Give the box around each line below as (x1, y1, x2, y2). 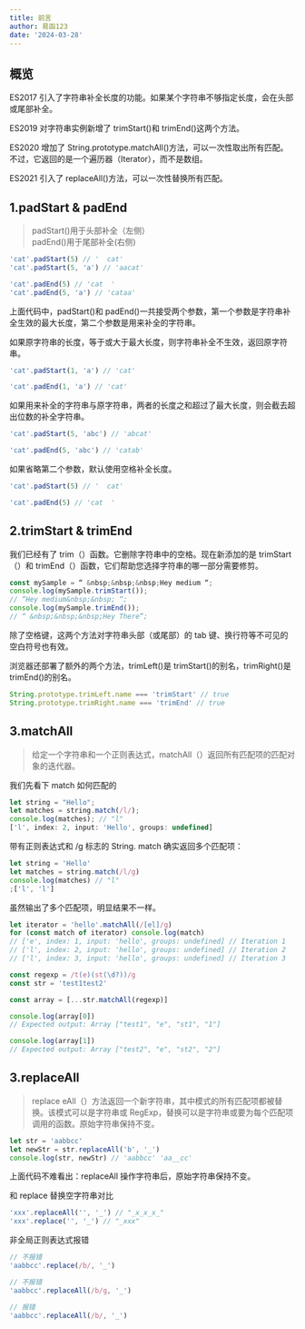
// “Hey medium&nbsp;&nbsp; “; (9, 595, 128, 604)
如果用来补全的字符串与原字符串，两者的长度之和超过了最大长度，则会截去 (9, 400, 288, 411)
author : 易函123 (9, 22, 68, 31)
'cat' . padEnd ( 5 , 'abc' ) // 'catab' (9, 446, 144, 455)
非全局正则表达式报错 (9, 1234, 89, 1245)
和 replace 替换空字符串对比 (9, 1190, 114, 1202)
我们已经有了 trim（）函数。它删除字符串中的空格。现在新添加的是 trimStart (9, 548, 292, 560)
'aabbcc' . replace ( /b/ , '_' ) (9, 1262, 116, 1271)
